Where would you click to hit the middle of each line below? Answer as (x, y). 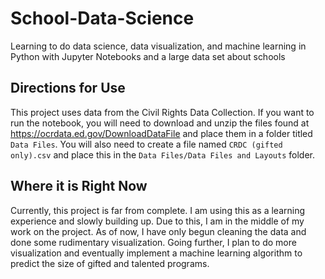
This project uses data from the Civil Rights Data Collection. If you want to (162, 112)
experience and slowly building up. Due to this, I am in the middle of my (157, 221)
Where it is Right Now (79, 186)
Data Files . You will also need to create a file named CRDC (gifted (146, 144)
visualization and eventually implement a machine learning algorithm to (156, 253)
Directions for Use (68, 88)
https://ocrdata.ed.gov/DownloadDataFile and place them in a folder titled (161, 133)
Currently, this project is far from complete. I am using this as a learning (158, 210)
